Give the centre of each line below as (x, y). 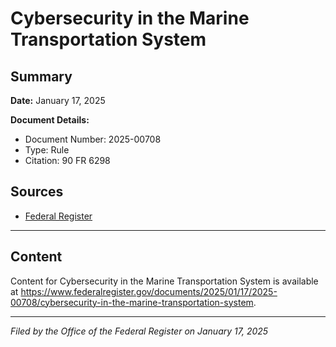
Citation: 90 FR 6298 (67, 160)
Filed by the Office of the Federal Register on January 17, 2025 (139, 331)
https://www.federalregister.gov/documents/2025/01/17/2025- (149, 291)
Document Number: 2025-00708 (93, 139)
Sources (37, 192)
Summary (41, 76)
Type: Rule (47, 150)
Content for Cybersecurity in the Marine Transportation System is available (164, 281)
